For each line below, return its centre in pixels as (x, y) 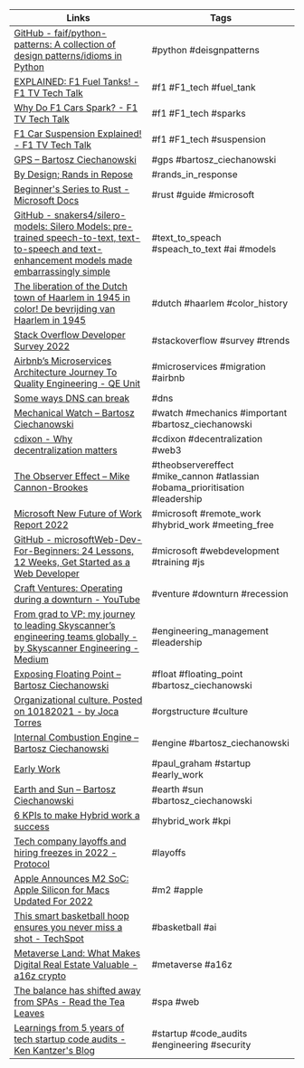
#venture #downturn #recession (220, 594)
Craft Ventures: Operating (69, 588)
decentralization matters (66, 450)
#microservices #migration (209, 367)
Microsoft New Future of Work (78, 513)
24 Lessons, (107, 551)
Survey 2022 (42, 346)
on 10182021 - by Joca (66, 711)
